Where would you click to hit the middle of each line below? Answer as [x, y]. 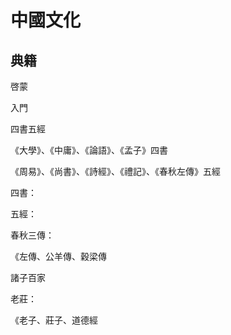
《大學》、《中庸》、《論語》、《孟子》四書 [89, 150]
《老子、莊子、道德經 [54, 320]
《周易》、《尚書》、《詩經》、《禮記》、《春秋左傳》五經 [115, 171]
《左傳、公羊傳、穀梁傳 [58, 256]
